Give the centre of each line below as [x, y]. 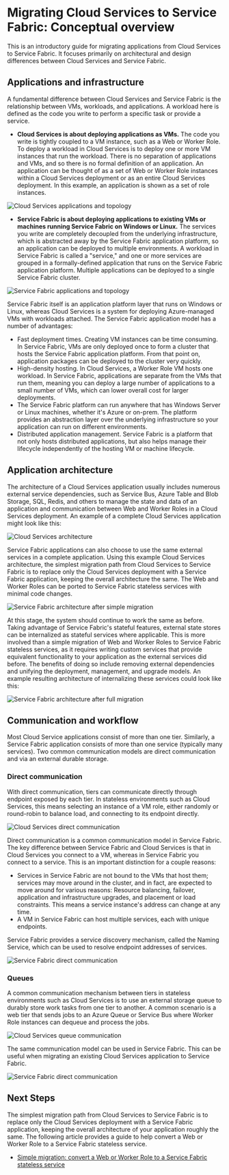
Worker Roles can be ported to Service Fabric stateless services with [104, 586]
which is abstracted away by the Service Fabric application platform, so [118, 241]
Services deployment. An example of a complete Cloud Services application [114, 515]
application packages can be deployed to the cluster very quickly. [110, 361]
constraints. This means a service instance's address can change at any [119, 905]
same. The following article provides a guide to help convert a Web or [105, 1137]
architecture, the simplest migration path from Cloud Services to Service [109, 564]
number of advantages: [40, 326]
